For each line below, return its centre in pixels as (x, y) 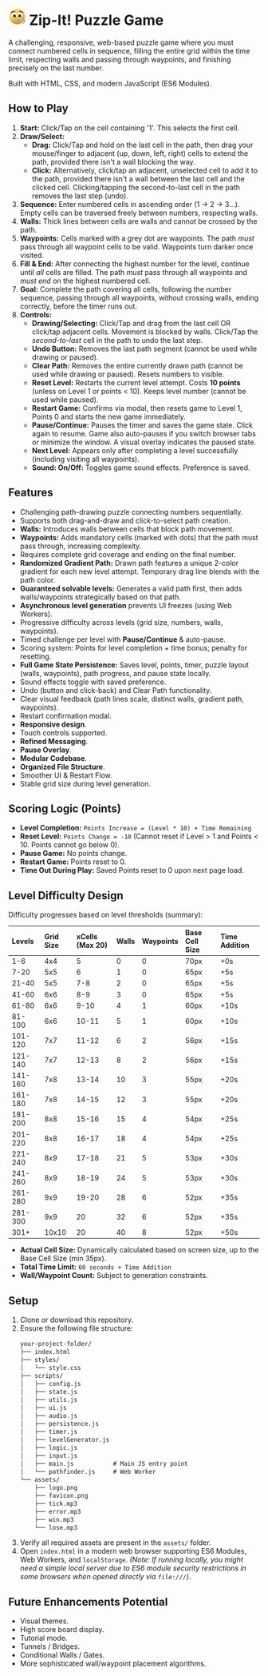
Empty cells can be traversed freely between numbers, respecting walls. (139, 213)
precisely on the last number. (56, 68)
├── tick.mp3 (56, 1504)
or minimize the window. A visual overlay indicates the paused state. (144, 442)
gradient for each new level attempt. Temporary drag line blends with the (140, 571)
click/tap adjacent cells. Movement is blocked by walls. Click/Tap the (145, 332)
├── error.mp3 (58, 1512)
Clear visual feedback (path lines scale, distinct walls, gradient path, (132, 699)
